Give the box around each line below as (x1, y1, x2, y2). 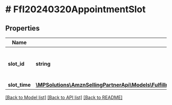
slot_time (8, 82, 31, 88)
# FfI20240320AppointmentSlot (5, 4, 146, 15)
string (35, 60, 51, 67)
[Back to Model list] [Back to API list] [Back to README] (5, 94, 123, 100)
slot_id (8, 60, 25, 67)
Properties (5, 24, 40, 33)
